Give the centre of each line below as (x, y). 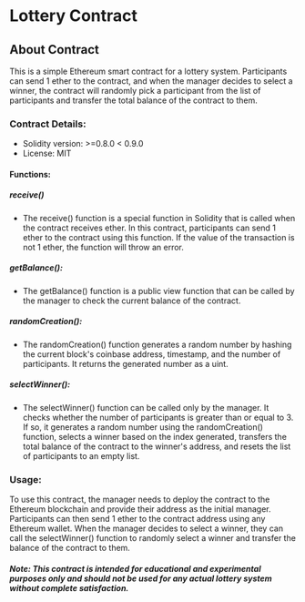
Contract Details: (48, 124)
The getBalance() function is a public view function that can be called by (158, 291)
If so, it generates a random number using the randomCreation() (143, 427)
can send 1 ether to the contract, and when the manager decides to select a (151, 81)
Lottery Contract (74, 16)
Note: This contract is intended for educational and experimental (135, 568)
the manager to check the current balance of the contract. (132, 301)
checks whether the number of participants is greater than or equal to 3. (158, 417)
